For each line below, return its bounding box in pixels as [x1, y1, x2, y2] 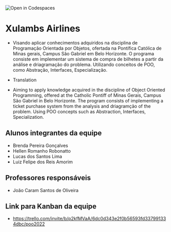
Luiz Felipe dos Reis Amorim [12, 159, 73, 165]
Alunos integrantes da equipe [5, 129, 102, 138]
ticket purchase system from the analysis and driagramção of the [12, 103, 151, 109]
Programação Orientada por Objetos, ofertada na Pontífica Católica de [12, 45, 162, 51]
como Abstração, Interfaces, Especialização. [12, 67, 108, 73]
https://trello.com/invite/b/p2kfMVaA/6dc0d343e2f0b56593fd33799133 [12, 216, 166, 222]
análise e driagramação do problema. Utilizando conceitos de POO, [12, 61, 155, 68]
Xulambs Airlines [5, 23, 81, 34]
